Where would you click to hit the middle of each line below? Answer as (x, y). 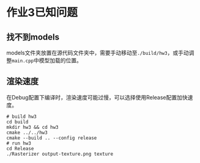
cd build (17, 122)
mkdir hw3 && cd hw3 (33, 127)
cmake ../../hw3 (27, 132)
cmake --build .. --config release (52, 138)
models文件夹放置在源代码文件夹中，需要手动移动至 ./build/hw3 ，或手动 (98, 53)
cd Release (20, 148)
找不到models (33, 37)
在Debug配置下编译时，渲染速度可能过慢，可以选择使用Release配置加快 (97, 97)
